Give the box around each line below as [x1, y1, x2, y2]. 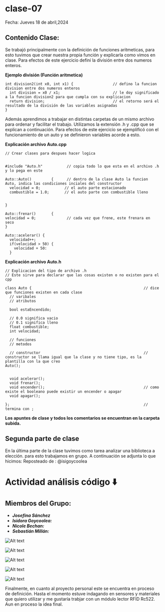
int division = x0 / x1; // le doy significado [9, 90, 160, 95]
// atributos [9, 298, 36, 303]
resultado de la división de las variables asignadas [5, 103, 118, 108]
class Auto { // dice [5, 286, 160, 290]
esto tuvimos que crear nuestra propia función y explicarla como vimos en [5, 52, 156, 58]
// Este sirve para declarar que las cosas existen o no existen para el [5, 272, 160, 278]
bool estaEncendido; [9, 307, 52, 312]
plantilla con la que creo [5, 359, 60, 364]
